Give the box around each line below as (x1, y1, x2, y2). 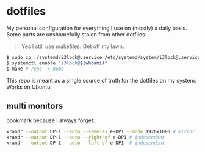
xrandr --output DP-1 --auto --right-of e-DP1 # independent (6, 134, 165, 140)
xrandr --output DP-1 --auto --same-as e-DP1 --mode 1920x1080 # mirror (6, 129, 195, 135)
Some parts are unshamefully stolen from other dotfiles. (6, 30, 147, 38)
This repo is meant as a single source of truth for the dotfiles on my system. (6, 77, 196, 84)
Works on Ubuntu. (6, 83, 52, 91)
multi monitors (6, 100, 63, 111)
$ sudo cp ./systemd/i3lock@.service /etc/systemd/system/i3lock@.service (6, 54, 201, 60)
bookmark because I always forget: (6, 117, 95, 124)
